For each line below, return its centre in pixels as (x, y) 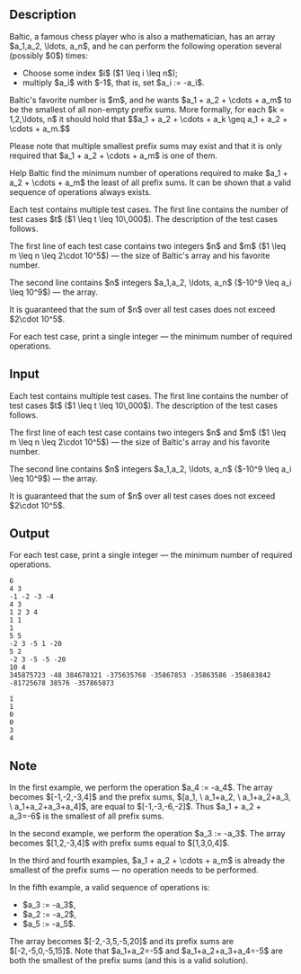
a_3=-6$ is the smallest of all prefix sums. (87, 816)
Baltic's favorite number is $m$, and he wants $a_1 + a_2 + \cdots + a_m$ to (150, 100)
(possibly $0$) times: (49, 55)
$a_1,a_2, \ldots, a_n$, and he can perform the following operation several (146, 46)
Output (29, 534)
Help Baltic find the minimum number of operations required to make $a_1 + (149, 173)
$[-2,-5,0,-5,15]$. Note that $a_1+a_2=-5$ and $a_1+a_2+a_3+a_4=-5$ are (146, 951)
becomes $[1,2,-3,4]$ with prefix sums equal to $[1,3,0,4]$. (120, 843)
